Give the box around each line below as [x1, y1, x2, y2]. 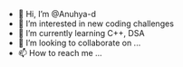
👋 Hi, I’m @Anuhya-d [17, 9, 97, 19]
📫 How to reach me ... [17, 48, 102, 58]
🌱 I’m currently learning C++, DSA [17, 28, 145, 38]
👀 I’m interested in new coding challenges [17, 18, 175, 29]
